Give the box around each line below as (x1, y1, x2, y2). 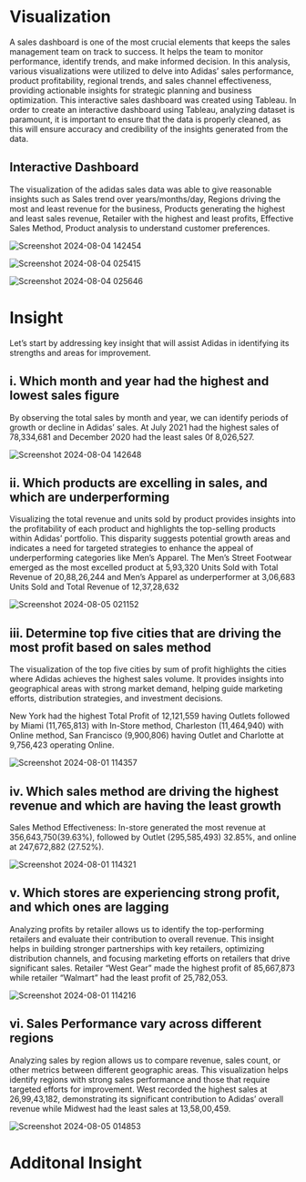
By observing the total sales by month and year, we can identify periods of (9, 412, 289, 423)
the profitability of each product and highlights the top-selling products (9, 524, 276, 535)
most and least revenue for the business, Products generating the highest (9, 203, 285, 214)
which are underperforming (9, 489, 170, 504)
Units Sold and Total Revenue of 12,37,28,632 (9, 581, 179, 593)
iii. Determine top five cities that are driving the (9, 626, 282, 641)
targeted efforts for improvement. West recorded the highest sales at (9, 1084, 268, 1095)
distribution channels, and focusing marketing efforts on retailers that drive (9, 953, 291, 963)
